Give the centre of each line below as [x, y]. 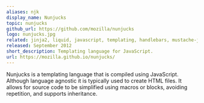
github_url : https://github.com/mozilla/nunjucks [70, 29]
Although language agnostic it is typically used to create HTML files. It [94, 81]
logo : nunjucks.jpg [31, 35]
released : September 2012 [39, 46]
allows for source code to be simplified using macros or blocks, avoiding [97, 87]
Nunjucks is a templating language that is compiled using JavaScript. [93, 74]
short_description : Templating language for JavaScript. [80, 51]
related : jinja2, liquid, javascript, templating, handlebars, [88, 40]
